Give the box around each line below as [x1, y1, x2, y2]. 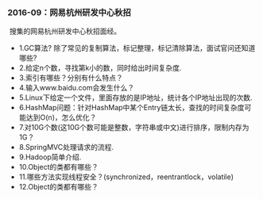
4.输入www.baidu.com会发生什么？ [18, 83, 135, 93]
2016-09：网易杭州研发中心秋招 [7, 6, 132, 17]
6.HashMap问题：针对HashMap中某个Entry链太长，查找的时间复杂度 [18, 103, 245, 113]
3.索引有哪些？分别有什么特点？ [18, 73, 124, 82]
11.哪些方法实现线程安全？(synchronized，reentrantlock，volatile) [18, 172, 234, 182]
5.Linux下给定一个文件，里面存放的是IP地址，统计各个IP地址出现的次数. [18, 93, 253, 102]
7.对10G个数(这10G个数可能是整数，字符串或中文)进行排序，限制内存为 [18, 123, 249, 132]
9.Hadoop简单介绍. [18, 152, 82, 162]
